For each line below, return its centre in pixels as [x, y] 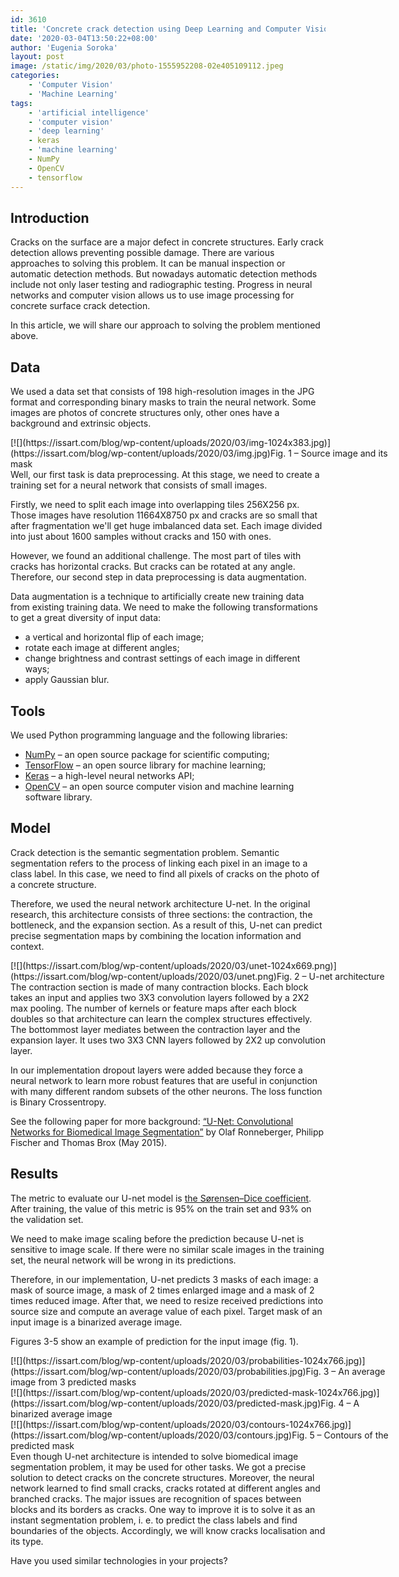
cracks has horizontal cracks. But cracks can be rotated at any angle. [153, 567]
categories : [35, 76]
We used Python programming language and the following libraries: [149, 735]
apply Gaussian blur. [67, 680]
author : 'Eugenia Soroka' [64, 47]
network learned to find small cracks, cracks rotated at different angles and [165, 1488]
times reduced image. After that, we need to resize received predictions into [167, 1300]
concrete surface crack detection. [80, 306]
